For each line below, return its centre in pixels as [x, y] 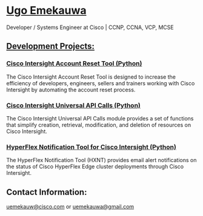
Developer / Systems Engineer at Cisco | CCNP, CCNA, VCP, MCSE [90, 27]
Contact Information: [47, 192]
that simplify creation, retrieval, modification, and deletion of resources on [99, 125]
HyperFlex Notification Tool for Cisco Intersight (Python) [92, 147]
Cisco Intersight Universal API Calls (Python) [73, 105]
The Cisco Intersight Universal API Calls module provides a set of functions [100, 118]
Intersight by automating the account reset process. [71, 90]
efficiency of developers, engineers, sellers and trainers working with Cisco [101, 83]
